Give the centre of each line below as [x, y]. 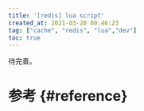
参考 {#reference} [68, 96]
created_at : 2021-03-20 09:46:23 [64, 23]
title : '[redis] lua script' [56, 15]
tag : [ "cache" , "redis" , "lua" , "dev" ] [72, 30]
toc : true [25, 38]
